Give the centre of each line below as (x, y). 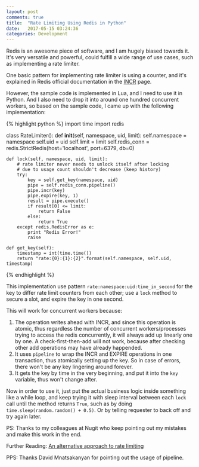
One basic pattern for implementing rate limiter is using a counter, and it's (96, 75)
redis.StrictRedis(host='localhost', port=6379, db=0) (70, 148)
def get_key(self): (30, 248)
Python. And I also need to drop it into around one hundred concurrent (93, 100)
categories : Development (37, 34)
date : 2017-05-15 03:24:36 (42, 28)
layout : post (22, 12)
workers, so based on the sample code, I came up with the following (90, 106)
